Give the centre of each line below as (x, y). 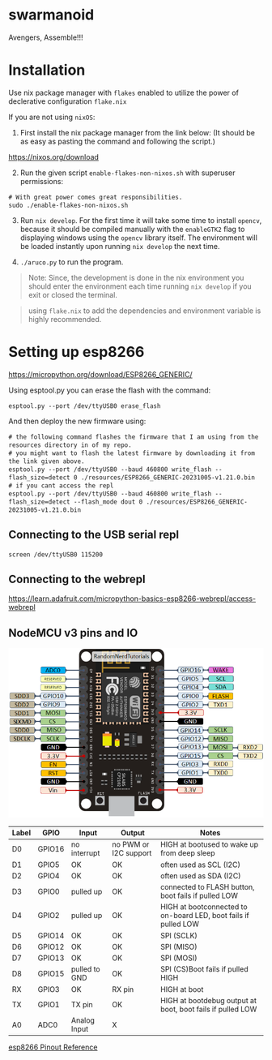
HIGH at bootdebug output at (209, 1000)
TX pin (82, 1005)
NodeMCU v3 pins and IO (73, 633)
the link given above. (47, 461)
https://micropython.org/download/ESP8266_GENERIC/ (100, 374)
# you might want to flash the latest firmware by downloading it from (132, 453)
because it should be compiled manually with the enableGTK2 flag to (132, 229)
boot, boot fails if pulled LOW (209, 1009)
